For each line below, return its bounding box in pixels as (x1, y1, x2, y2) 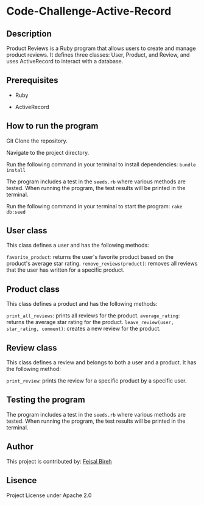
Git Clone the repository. (6, 137, 68, 144)
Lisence (6, 475, 37, 486)
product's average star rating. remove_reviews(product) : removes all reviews (6, 260, 198, 267)
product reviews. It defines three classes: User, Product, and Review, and (6, 51, 190, 58)
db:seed (6, 209, 26, 215)
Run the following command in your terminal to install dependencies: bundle (6, 160, 196, 168)
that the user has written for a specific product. (6, 266, 125, 274)
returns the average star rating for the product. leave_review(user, (6, 319, 174, 326)
